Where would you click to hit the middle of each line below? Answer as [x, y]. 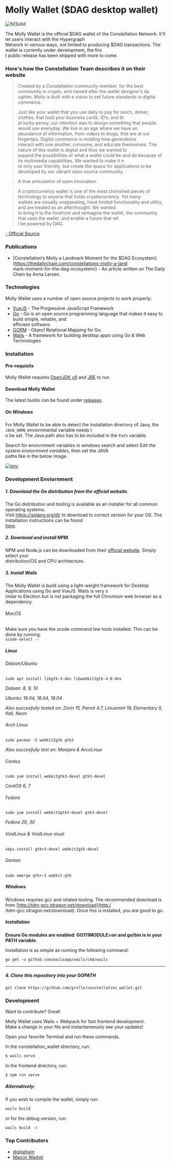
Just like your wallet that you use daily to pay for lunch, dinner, [83, 112]
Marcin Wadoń [28, 1157]
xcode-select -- [22, 639]
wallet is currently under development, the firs [54, 50]
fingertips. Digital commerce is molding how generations [77, 139]
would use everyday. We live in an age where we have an [78, 128]
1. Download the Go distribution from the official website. [67, 491]
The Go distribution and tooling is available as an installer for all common [81, 504]
